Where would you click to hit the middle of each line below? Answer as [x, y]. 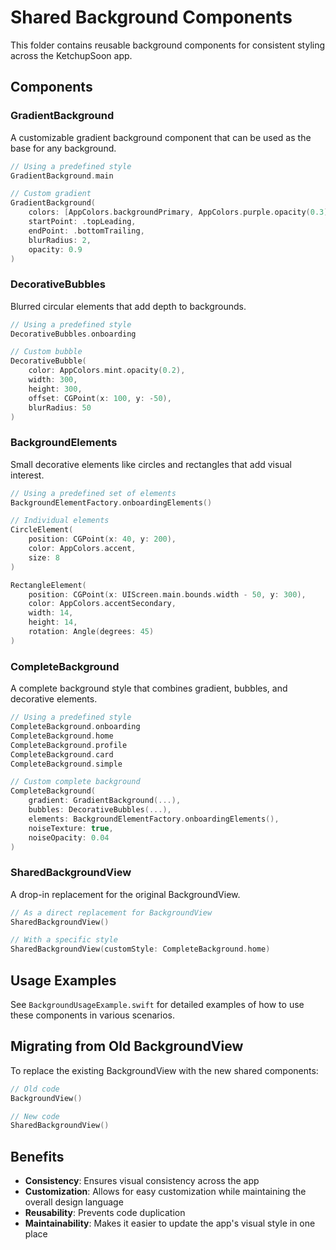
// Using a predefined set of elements [93, 493]
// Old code [35, 1089]
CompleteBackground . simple [66, 764]
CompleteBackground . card [62, 754]
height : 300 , [55, 389]
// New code [35, 1116]
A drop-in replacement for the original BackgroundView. [125, 894]
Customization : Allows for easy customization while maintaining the [165, 1192]
